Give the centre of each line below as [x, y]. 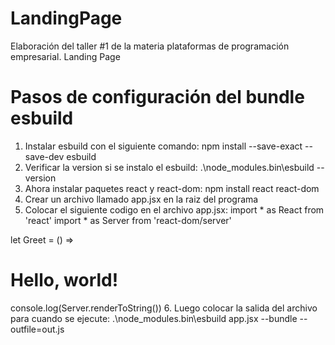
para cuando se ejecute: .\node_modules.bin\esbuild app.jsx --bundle [154, 318]
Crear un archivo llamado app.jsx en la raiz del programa [141, 199]
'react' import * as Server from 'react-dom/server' [128, 220]
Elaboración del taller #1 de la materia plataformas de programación [150, 46]
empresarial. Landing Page [65, 56]
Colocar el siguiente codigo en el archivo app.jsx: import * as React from [174, 209]
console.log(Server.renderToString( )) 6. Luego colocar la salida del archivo [164, 308]
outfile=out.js [37, 329]
